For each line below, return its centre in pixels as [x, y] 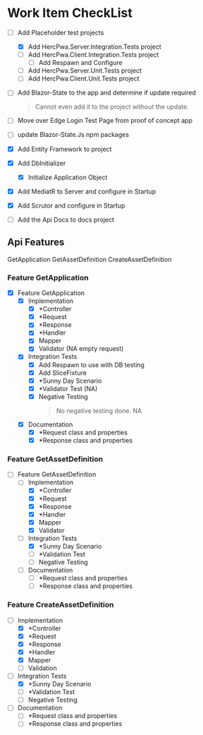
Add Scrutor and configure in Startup [71, 205]
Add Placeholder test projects [61, 32]
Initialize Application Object [68, 177]
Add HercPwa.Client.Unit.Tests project [84, 78]
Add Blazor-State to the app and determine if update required [106, 92]
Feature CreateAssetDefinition [61, 605]
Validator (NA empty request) [81, 349]
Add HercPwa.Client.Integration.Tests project [93, 55]
